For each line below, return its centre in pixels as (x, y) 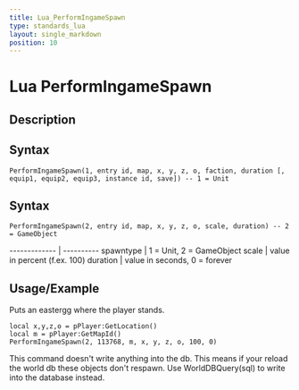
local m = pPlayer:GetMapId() (66, 335)
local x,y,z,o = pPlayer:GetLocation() (83, 326)
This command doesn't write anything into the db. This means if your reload (149, 359)
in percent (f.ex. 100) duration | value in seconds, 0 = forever (121, 260)
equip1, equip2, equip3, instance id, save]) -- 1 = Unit (119, 178)
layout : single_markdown (55, 34)
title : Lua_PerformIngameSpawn (67, 17)
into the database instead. (57, 377)
